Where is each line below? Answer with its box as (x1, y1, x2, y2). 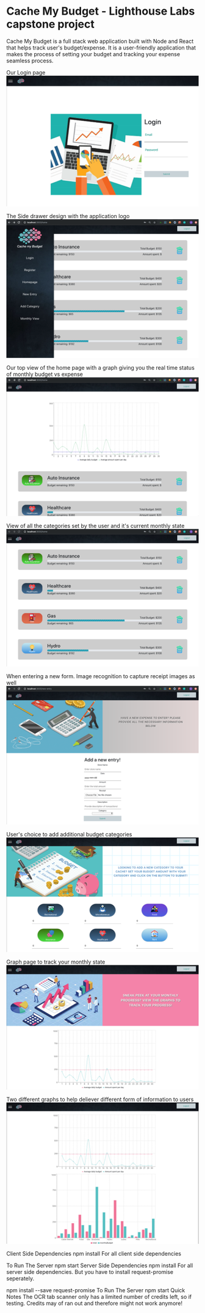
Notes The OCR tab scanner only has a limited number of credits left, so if (6, 1293, 192, 1300)
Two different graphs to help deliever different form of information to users (6, 1095, 194, 1103)
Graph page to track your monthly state (6, 958, 106, 965)
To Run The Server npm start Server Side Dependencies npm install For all (6, 1262, 193, 1269)
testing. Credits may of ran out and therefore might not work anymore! (6, 1300, 183, 1307)
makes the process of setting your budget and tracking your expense (6, 50, 181, 57)
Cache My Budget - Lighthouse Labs (6, 4, 195, 18)
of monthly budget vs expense (6, 371, 84, 378)
